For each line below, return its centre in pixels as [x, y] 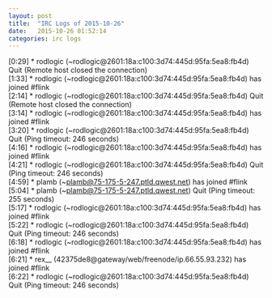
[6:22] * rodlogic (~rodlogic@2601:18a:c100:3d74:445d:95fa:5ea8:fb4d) [129, 277]
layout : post [30, 16]
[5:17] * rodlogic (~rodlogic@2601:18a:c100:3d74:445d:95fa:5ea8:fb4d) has [135, 208]
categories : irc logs [45, 38]
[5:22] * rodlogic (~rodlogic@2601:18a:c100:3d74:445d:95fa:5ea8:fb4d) [129, 225]
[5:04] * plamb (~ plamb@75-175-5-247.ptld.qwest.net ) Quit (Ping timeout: [132, 190]
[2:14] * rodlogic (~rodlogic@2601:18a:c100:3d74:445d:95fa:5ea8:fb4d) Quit [136, 96]
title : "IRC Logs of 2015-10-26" [67, 23]
